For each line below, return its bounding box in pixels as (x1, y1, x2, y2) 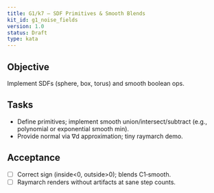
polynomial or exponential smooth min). (16, 124, 129, 133)
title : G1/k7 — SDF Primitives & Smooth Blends (7, 10, 146, 17)
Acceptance (7, 152, 60, 163)
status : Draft (7, 29, 48, 36)
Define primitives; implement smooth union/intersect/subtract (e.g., (16, 117, 208, 126)
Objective (7, 61, 50, 73)
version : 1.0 (7, 23, 45, 30)
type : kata (7, 36, 38, 43)
